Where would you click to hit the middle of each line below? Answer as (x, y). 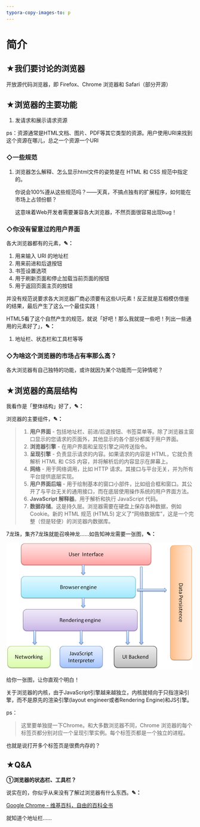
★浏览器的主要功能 (42, 105)
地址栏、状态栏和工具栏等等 (49, 339)
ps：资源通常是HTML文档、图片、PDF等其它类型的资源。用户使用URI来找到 (99, 133)
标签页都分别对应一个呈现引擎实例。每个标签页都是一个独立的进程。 (104, 733)
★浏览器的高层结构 (42, 391)
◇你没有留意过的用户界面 (43, 229)
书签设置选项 (30, 271)
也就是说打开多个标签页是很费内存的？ (53, 746)
